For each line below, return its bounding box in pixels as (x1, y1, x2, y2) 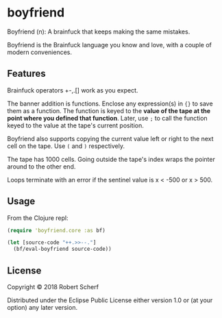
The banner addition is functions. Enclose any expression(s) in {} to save (7, 99, 214, 108)
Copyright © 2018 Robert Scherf (7, 283, 99, 291)
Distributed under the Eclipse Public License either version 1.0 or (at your (7, 296, 213, 304)
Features (7, 68, 46, 79)
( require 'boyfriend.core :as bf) (7, 227, 106, 234)
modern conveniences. (7, 48, 72, 56)
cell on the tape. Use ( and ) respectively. (7, 142, 125, 150)
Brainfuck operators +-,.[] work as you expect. (7, 86, 138, 94)
